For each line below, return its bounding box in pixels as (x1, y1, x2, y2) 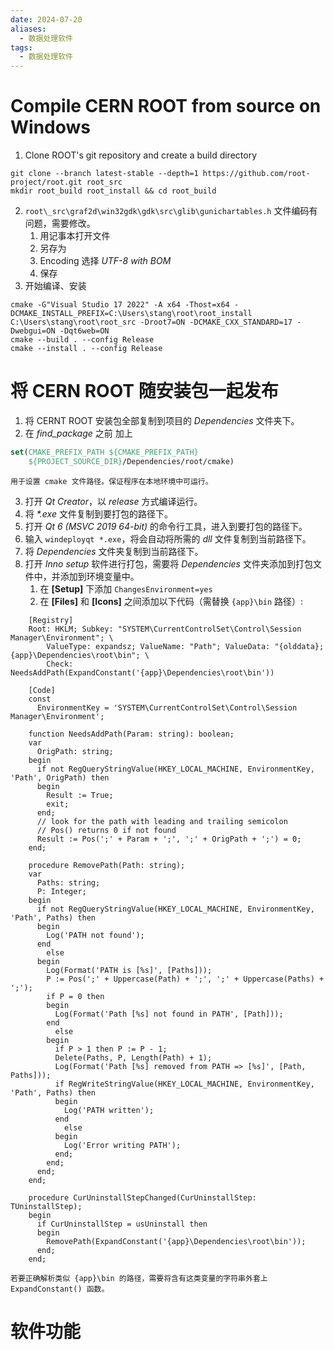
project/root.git (10, 177, 83, 188)
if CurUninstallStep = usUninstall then (36, 1219, 208, 1229)
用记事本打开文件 (39, 230, 111, 242)
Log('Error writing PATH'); (63, 1140, 182, 1150)
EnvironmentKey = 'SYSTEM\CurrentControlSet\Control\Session (36, 702, 298, 713)
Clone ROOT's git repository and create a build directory (24, 149, 257, 161)
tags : (10, 42, 33, 53)
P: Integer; (36, 886, 87, 896)
